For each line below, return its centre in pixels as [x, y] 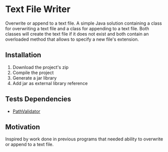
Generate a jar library [35, 78]
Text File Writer [38, 9]
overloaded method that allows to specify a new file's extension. [72, 39]
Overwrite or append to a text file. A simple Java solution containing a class [84, 23]
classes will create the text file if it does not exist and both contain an [77, 34]
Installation [23, 55]
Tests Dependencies [38, 99]
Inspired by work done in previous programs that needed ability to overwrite [84, 139]
